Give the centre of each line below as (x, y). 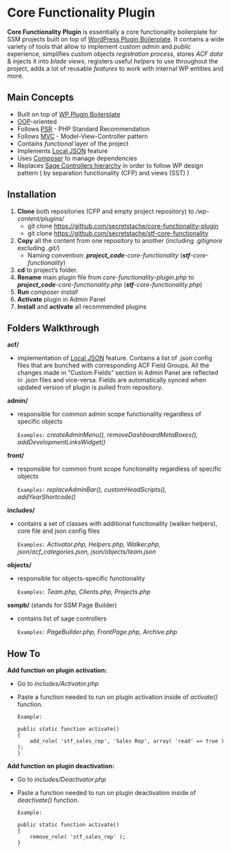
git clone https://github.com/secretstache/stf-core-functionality (118, 233)
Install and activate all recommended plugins (82, 306)
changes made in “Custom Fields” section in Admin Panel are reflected (118, 373)
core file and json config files (58, 531)
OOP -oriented (37, 121)
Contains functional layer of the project (73, 144)
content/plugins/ (40, 218)
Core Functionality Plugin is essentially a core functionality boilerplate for (112, 32)
